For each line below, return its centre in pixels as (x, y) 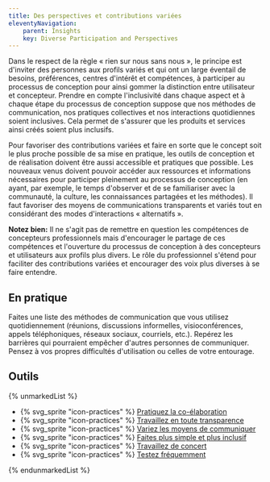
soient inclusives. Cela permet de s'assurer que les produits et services (127, 121)
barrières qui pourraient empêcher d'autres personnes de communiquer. (129, 343)
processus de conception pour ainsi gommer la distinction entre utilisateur (132, 87)
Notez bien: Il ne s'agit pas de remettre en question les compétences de (129, 230)
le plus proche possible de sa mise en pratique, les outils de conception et (132, 154)
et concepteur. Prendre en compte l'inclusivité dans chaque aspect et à (127, 96)
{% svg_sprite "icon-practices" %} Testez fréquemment (113, 454)
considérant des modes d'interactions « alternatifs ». (96, 214)
